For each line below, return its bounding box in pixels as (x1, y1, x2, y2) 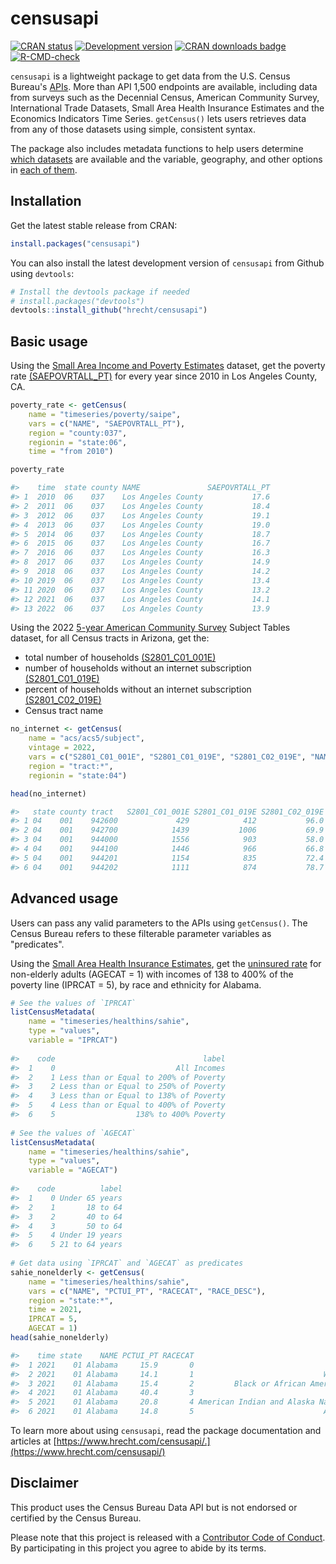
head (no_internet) (10, 788, 87, 799)
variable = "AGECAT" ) (28, 1165, 118, 1176)
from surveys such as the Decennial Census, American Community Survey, (10, 91, 320, 103)
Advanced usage (10, 890, 119, 907)
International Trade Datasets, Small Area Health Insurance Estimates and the (10, 102, 325, 114)
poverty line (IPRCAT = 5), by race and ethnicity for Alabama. (10, 978, 262, 991)
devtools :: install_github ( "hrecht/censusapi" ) (10, 305, 208, 316)
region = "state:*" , (28, 1295, 114, 1306)
